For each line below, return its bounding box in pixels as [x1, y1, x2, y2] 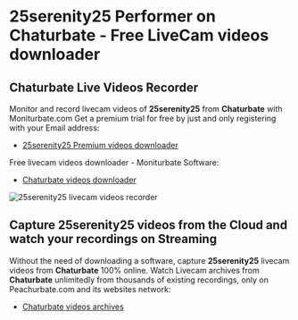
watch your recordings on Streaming [9, 232, 217, 247]
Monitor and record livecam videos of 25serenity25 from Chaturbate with [9, 104, 283, 114]
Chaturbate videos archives [21, 301, 125, 312]
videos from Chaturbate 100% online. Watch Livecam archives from [9, 265, 261, 275]
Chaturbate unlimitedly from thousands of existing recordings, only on [9, 274, 269, 285]
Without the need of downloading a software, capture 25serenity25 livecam [9, 255, 290, 265]
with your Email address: [9, 122, 100, 133]
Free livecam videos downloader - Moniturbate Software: [9, 157, 219, 167]
